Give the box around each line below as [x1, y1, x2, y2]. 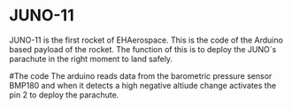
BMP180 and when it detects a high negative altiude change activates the [9, 80, 277, 90]
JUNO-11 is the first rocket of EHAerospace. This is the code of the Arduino [9, 35, 283, 45]
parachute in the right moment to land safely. [9, 53, 173, 64]
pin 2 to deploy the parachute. [9, 90, 119, 100]
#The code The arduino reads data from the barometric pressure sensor [9, 70, 273, 81]
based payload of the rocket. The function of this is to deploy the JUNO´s [9, 43, 277, 54]
